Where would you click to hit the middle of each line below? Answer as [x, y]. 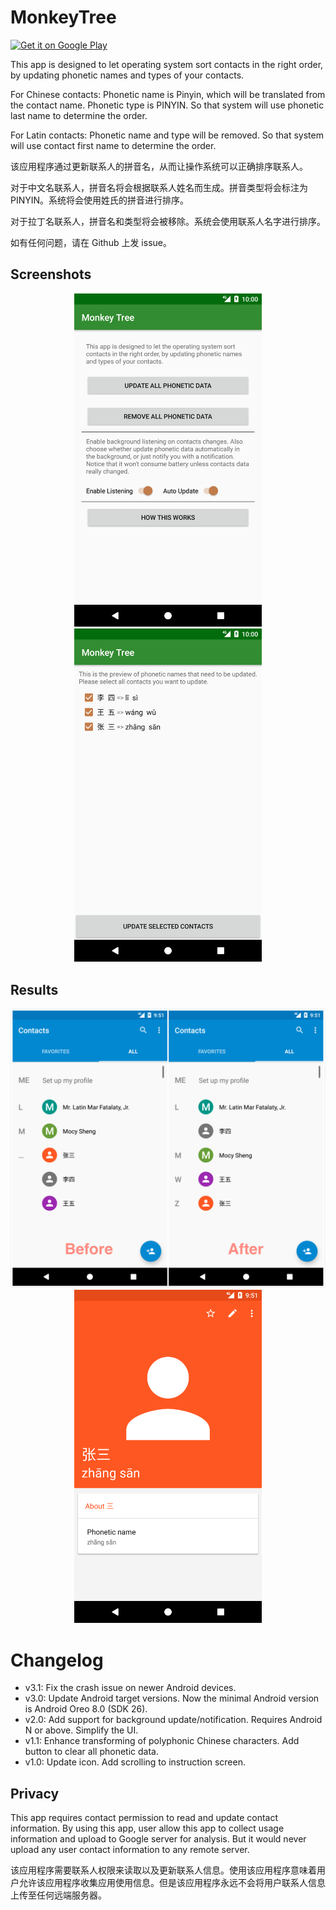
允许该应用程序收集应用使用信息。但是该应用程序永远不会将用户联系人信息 [172, 1883]
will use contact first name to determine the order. [113, 145]
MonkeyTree [63, 17]
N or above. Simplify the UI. [81, 1730]
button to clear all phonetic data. [91, 1752]
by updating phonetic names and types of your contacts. [127, 75]
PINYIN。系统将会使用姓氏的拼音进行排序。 [100, 200]
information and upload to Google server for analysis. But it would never [158, 1839]
